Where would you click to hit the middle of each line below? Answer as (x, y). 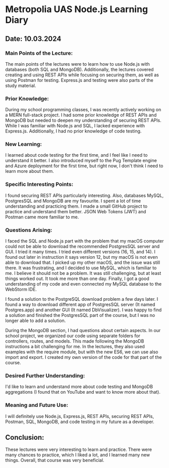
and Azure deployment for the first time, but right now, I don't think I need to (84, 166)
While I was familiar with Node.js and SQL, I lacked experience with (75, 126)
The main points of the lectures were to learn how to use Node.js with (77, 64)
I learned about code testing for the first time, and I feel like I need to (76, 155)
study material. (21, 85)
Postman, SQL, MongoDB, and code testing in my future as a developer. (80, 422)
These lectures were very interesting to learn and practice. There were (79, 450)
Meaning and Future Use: (37, 405)
